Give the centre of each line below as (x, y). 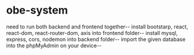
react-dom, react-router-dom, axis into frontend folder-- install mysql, (92, 33)
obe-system (37, 10)
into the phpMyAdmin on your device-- (54, 46)
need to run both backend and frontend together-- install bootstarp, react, (97, 27)
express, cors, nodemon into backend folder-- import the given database (96, 39)
